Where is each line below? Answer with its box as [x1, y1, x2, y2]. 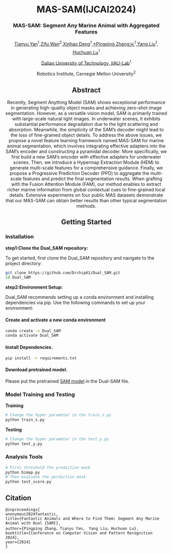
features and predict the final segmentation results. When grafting [23, 176, 163, 182]
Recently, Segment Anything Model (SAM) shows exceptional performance [7, 99, 166, 105]
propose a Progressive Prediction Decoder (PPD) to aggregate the [9, 170, 150, 176]
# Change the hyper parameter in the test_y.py [5, 436, 109, 442]
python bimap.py [5, 470, 40, 475]
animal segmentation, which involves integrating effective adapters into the [7, 143, 166, 149]
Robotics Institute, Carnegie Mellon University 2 [36, 70, 136, 77]
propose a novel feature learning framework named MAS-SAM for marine [8, 137, 164, 143]
